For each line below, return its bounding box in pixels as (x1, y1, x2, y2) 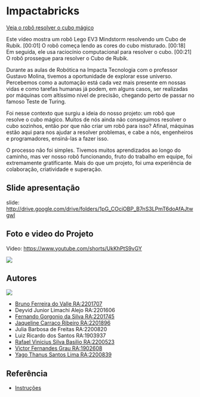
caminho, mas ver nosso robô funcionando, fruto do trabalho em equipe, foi (6, 152, 193, 160)
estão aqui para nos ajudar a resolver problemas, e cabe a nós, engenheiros (6, 129, 193, 136)
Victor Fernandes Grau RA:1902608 (14, 345, 103, 352)
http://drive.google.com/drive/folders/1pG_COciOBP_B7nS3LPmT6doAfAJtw (6, 205, 193, 212)
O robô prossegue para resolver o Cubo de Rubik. (6, 54, 129, 62)
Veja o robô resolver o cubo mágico (6, 24, 94, 31)
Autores (6, 273, 37, 283)
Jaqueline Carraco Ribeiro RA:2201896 (14, 319, 111, 326)
